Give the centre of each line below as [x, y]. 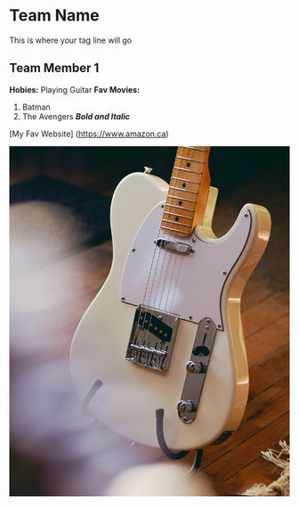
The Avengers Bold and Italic [76, 116]
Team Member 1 [54, 68]
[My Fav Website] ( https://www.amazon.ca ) [89, 134]
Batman [36, 107]
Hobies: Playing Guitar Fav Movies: [75, 89]
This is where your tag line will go [70, 40]
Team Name [54, 16]
